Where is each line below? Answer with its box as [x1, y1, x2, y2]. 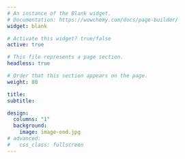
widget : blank [7, 23, 48, 29]
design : [7, 110, 29, 117]
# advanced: [7, 135, 41, 142]
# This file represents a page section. [7, 54, 124, 61]
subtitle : [7, 97, 35, 104]
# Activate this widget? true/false [7, 35, 111, 42]
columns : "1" [13, 116, 51, 123]
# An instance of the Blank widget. [7, 10, 111, 17]
